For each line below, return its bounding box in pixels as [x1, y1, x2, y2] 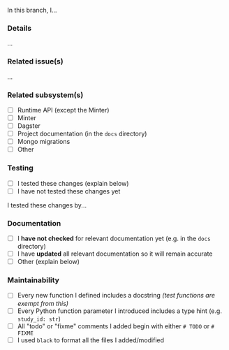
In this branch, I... [7, 6, 57, 14]
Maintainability [7, 275, 59, 285]
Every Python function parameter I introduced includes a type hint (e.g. [17, 307, 222, 315]
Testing [7, 163, 34, 173]
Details [7, 23, 32, 33]
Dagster [17, 122, 40, 130]
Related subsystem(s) [7, 90, 84, 100]
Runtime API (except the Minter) [17, 105, 110, 114]
